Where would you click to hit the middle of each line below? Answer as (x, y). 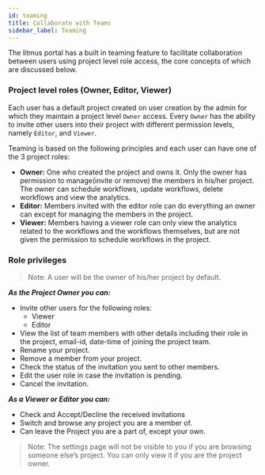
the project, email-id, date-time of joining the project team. (115, 341)
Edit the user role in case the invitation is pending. (101, 375)
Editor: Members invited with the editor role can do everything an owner (137, 205)
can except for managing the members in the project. (106, 214)
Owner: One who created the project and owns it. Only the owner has (133, 172)
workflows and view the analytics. (75, 197)
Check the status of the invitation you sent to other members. (119, 366)
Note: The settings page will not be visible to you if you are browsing (139, 446)
